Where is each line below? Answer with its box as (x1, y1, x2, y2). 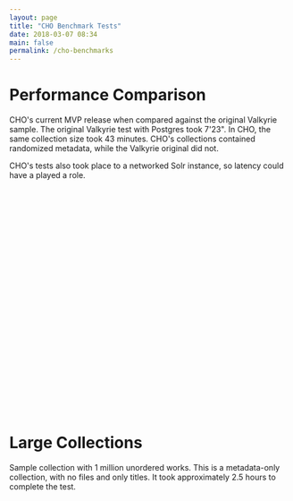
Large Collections (9, 433, 143, 453)
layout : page (9, 13, 58, 22)
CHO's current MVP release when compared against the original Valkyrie (9, 115, 278, 125)
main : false (9, 38, 54, 47)
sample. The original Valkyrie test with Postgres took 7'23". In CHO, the (9, 124, 271, 135)
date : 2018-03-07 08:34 (9, 30, 98, 38)
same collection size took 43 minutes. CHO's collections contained (9, 133, 256, 144)
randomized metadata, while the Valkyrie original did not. (9, 143, 219, 154)
